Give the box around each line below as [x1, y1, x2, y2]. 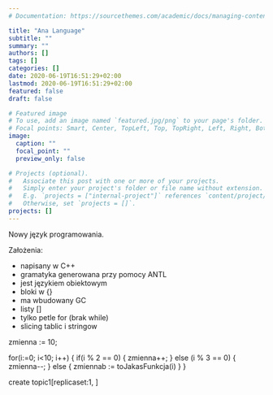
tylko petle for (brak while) [19, 312, 109, 322]
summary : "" [8, 41, 49, 50]
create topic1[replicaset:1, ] [8, 377, 99, 387]
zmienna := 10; [8, 336, 58, 346]
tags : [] [8, 57, 38, 65]
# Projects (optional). [8, 169, 89, 177]
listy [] [19, 304, 42, 314]
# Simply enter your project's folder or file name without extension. [8, 184, 264, 193]
